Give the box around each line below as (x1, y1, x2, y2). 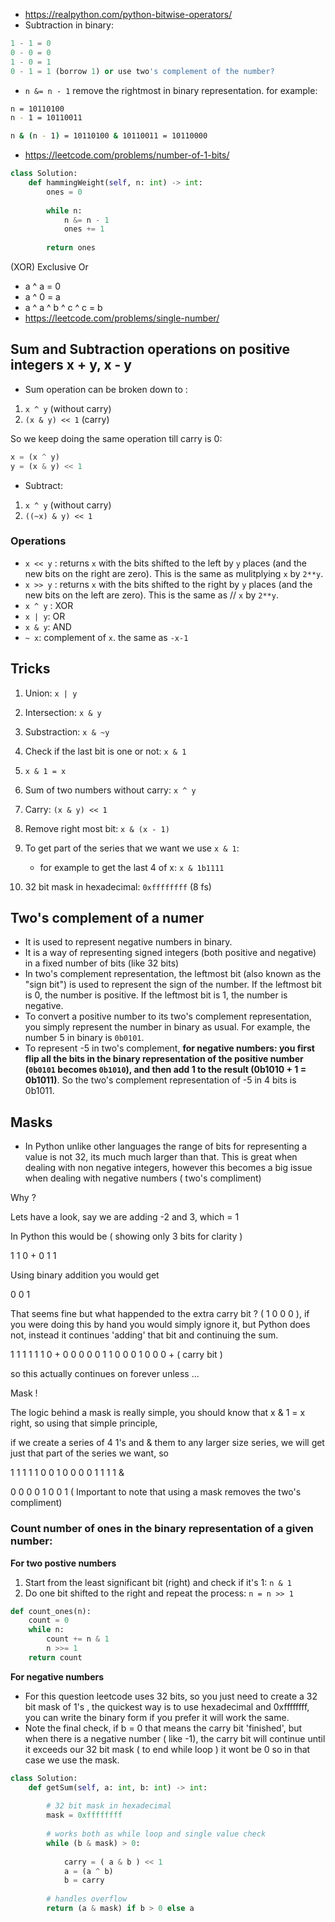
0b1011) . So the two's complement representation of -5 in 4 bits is (24, 1074, 297, 1086)
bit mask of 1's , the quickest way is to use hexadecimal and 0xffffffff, (24, 1700, 310, 1713)
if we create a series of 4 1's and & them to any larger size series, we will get (10, 1437, 325, 1449)
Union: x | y (24, 687, 78, 699)
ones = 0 (46, 187, 83, 197)
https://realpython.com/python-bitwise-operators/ (24, 9, 233, 20)
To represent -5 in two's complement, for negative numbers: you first (24, 1042, 315, 1054)
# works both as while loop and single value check (46, 1829, 267, 1839)
